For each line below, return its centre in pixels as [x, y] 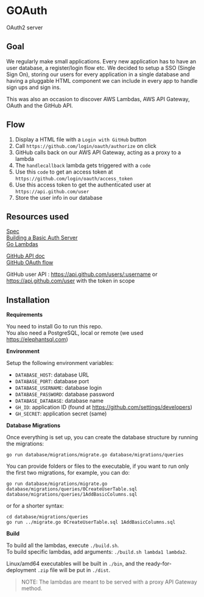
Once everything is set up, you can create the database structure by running [102, 437]
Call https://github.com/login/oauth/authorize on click [86, 146]
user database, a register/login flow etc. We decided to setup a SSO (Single [101, 68]
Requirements [25, 315]
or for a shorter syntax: [35, 506]
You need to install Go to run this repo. [55, 327]
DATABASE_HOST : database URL [52, 375]
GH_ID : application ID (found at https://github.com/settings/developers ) [104, 407]
